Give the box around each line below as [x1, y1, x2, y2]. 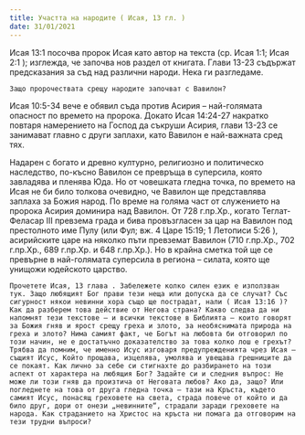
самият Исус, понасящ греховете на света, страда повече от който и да [9, 393, 288, 402]
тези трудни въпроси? [9, 417, 92, 426]
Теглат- [261, 205, 291, 216]
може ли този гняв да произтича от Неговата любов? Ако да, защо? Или [9, 377, 284, 387]
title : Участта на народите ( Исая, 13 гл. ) [9, 13, 185, 23]
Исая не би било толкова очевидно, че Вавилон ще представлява [9, 186, 267, 196]
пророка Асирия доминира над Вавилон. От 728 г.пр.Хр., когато [9, 205, 260, 216]
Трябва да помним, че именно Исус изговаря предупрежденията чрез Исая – [9, 345, 297, 355]
